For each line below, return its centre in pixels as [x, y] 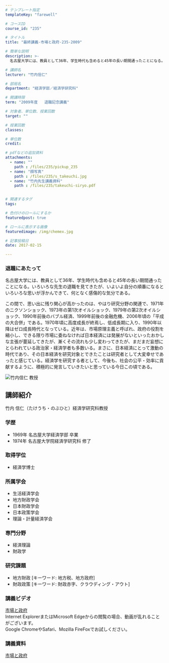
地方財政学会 [26, 500]
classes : [14, 130]
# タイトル [15, 38]
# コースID [15, 24]
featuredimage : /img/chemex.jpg [39, 231]
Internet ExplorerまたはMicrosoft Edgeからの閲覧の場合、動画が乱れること [83, 617]
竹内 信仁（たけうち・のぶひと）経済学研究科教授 [57, 408]
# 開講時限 [15, 98]
